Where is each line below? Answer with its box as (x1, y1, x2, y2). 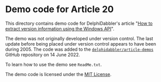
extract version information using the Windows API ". (5, 25, 114, 31)
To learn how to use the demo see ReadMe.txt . (5, 61, 102, 67)
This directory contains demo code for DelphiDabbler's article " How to (5, 20, 153, 26)
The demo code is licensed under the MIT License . (5, 71, 112, 77)
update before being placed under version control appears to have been (5, 40, 156, 47)
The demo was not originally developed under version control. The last (5, 35, 153, 42)
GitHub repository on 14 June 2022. (5, 52, 80, 58)
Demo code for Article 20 (5, 4, 114, 15)
